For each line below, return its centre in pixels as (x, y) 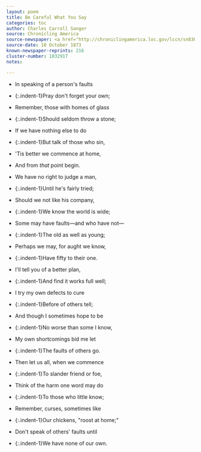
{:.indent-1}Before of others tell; (54, 304)
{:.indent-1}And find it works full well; (60, 281)
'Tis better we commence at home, (58, 154)
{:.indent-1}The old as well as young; (60, 234)
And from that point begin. (48, 165)
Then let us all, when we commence (59, 362)
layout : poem (22, 12)
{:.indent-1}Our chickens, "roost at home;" (67, 420)
